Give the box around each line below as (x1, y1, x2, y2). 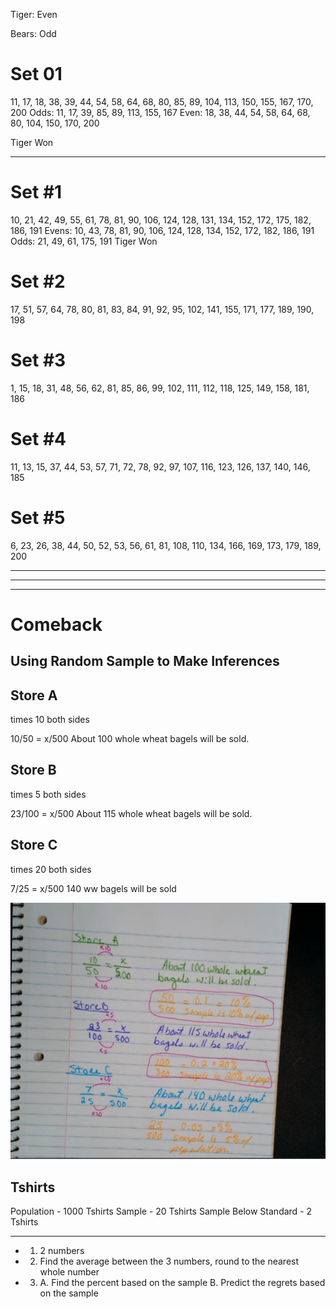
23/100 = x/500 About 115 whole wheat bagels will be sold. (10, 807, 253, 819)
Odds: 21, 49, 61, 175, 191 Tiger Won (10, 235, 158, 247)
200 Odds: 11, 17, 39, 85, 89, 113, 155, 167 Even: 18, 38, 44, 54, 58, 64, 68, (10, 106, 311, 118)
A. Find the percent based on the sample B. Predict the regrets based (39, 1276, 326, 1288)
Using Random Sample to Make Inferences (10, 653, 280, 670)
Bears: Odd (10, 28, 57, 39)
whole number (39, 1265, 100, 1278)
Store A (10, 687, 58, 704)
